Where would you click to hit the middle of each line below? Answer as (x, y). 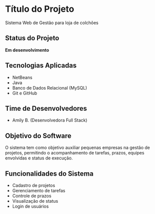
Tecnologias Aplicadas (41, 66)
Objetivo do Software (38, 136)
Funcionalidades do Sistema (49, 173)
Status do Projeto (32, 38)
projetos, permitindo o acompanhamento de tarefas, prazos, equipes (75, 153)
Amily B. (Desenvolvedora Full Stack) (50, 120)
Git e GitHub (25, 93)
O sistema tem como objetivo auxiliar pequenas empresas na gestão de (77, 148)
